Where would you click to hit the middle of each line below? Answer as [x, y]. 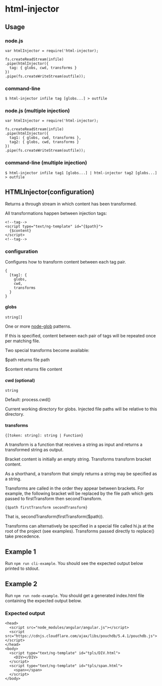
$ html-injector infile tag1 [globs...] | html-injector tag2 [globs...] [81, 173]
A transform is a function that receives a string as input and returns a [74, 445]
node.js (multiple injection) [38, 111]
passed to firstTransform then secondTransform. [54, 499]
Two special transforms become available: [47, 351]
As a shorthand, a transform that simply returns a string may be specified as [81, 474]
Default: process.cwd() [28, 400]
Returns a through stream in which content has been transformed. [71, 204]
